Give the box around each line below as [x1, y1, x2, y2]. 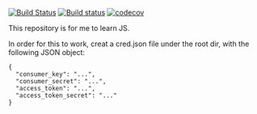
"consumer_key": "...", [15, 70, 95, 78]
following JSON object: [8, 48, 86, 57]
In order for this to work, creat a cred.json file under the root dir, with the [8, 39, 250, 49]
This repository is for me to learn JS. [8, 23, 130, 32]
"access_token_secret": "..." [15, 91, 117, 99]
